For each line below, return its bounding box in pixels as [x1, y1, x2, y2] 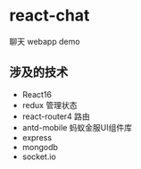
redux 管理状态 [21, 99, 78, 110]
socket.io [21, 151, 56, 162]
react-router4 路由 [21, 111, 91, 122]
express [21, 131, 52, 143]
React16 [21, 89, 52, 99]
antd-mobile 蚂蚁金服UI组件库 [21, 122, 132, 132]
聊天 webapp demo [9, 36, 80, 46]
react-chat [9, 5, 90, 26]
